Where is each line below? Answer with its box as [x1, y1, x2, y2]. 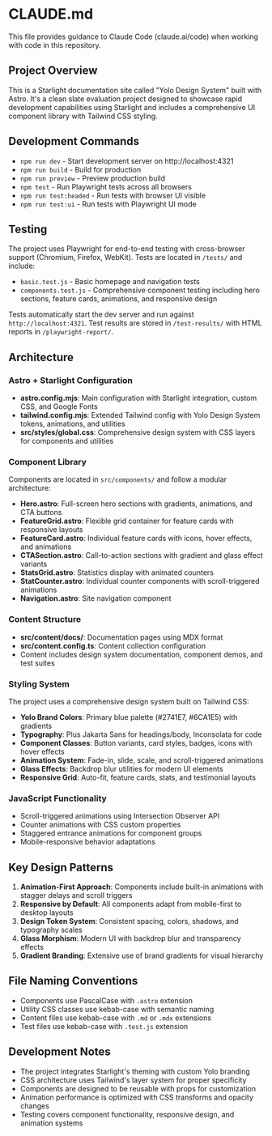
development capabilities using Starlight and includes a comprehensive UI [8, 102, 256, 112]
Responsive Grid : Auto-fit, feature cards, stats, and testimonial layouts [19, 772, 257, 782]
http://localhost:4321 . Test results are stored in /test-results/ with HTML [8, 318, 262, 328]
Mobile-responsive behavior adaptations [19, 837, 156, 847]
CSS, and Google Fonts [19, 402, 99, 411]
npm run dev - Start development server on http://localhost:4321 [19, 155, 234, 166]
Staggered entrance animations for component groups [19, 828, 202, 838]
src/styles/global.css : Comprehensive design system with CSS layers [19, 428, 256, 437]
